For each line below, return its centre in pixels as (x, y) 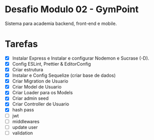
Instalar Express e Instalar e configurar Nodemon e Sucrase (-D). (81, 58)
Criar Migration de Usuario (40, 81)
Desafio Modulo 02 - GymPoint (72, 9)
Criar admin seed (30, 98)
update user (25, 127)
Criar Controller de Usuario (41, 104)
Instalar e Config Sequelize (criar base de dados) (64, 75)
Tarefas (21, 44)
